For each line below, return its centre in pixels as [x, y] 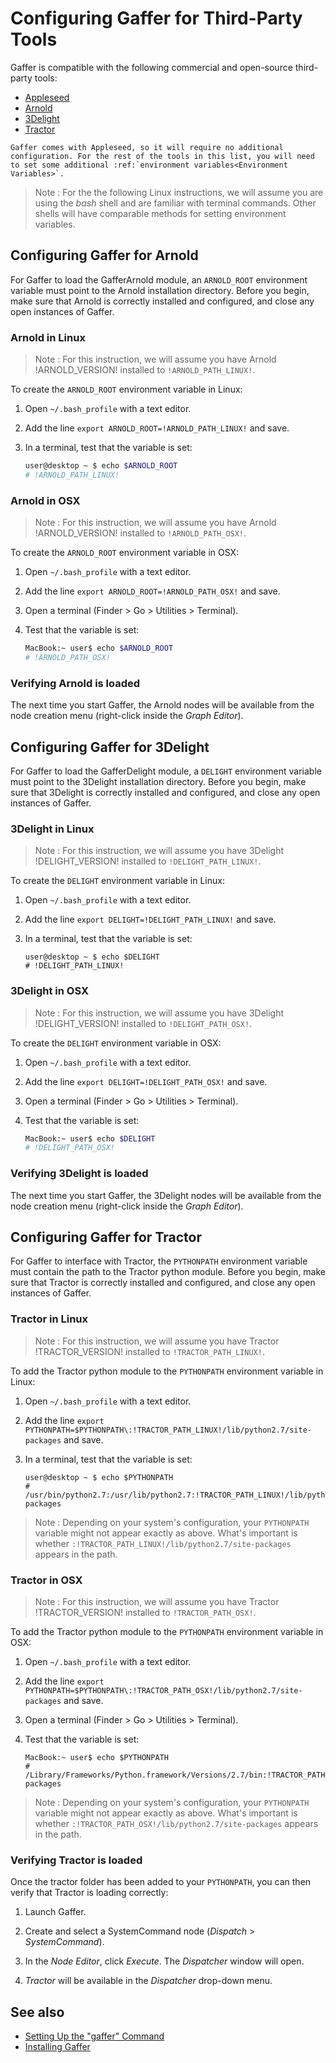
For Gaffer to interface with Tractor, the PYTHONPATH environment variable [159, 1261]
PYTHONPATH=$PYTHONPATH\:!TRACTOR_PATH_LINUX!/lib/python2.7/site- [168, 1430]
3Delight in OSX [50, 991]
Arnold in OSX [45, 500]
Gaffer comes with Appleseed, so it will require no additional [147, 147]
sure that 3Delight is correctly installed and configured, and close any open [165, 792]
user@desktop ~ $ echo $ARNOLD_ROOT [101, 466]
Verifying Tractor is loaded [76, 1860]
